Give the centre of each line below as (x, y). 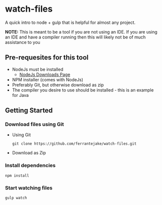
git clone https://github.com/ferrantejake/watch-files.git (74, 144)
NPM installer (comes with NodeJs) (48, 79)
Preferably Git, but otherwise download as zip (58, 85)
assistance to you (23, 42)
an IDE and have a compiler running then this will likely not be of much (75, 37)
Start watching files (29, 187)
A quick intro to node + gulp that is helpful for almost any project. (70, 22)
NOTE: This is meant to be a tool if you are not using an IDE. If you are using (81, 32)
